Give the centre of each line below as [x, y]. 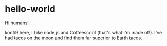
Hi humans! [17, 23]
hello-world [30, 9]
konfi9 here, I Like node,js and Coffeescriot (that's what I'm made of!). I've [83, 32]
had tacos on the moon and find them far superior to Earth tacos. [73, 38]
